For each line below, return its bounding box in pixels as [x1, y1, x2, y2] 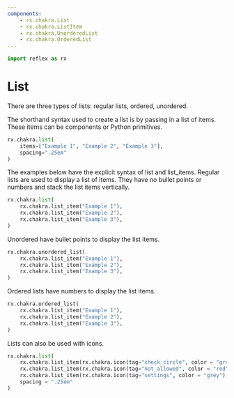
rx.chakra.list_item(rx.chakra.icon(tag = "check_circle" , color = [19, 359, 214, 366]
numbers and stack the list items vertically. [7, 183, 130, 192]
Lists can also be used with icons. [7, 339, 104, 347]
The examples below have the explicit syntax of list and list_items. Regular [7, 168, 220, 176]
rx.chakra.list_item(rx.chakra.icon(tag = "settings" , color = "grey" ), [19, 372, 229, 379]
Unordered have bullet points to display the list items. [7, 235, 160, 243]
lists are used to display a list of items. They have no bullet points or [7, 176, 202, 184]
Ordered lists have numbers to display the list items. [7, 287, 156, 296]
